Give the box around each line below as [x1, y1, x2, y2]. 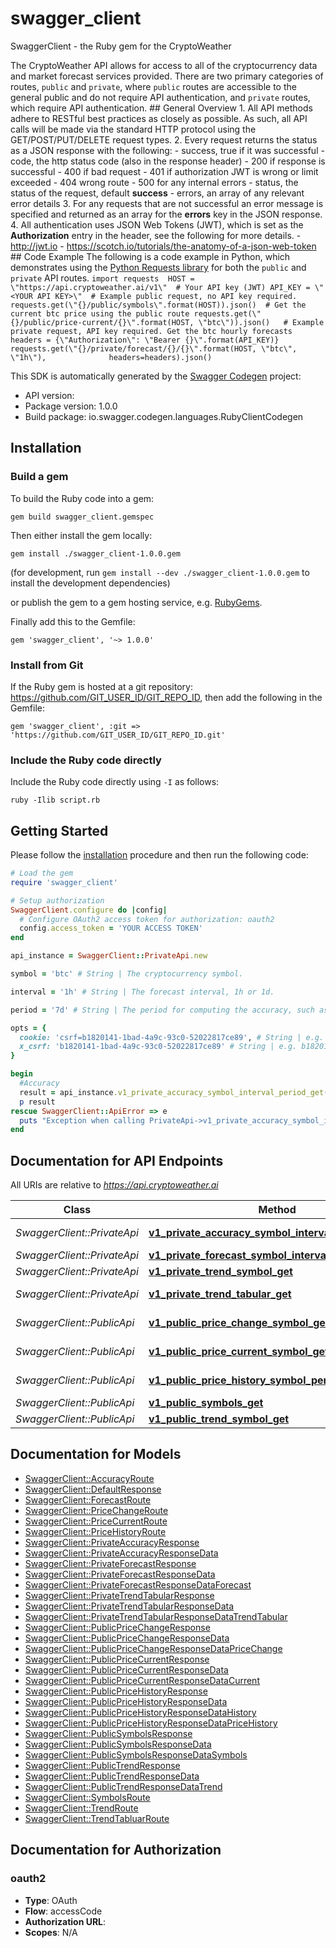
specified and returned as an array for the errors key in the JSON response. [10, 208, 323, 220]
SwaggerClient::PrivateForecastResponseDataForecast [24, 1578, 252, 1591]
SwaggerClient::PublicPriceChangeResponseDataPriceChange [24, 1642, 283, 1654]
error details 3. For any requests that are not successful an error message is [10, 197, 324, 209]
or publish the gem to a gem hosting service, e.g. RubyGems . [10, 596, 263, 608]
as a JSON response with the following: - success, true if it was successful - [10, 144, 325, 156]
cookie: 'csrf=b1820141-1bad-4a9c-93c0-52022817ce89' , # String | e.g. [19, 1032, 325, 1042]
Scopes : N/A [24, 1926, 78, 1938]
